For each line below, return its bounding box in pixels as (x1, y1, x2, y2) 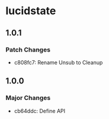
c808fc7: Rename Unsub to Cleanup (14, 59, 103, 66)
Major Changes (5, 94, 51, 102)
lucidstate (5, 4, 56, 18)
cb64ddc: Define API (14, 107, 66, 114)
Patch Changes (5, 46, 51, 54)
